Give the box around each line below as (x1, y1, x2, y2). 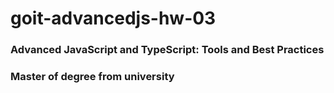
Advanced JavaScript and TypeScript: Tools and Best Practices (10, 43, 325, 57)
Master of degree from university (10, 70, 175, 84)
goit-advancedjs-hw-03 (10, 7, 217, 30)
